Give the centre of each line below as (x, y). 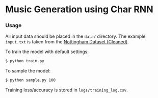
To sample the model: (28, 71)
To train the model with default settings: (47, 52)
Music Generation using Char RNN (80, 9)
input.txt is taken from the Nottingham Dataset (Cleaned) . (67, 42)
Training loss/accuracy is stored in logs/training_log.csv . (67, 90)
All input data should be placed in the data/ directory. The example (75, 36)
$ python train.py (25, 61)
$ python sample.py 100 (31, 80)
